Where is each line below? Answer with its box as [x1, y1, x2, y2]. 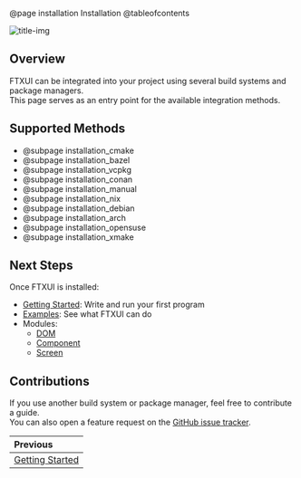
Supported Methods [9, 121, 126, 137]
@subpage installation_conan [22, 174, 133, 185]
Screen [35, 348, 63, 358]
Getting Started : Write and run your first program [22, 299, 206, 311]
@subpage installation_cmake [22, 145, 134, 156]
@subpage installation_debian [22, 203, 135, 214]
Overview [9, 52, 66, 67]
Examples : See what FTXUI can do [22, 309, 152, 320]
